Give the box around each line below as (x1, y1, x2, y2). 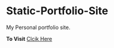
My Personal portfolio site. (6, 24, 71, 31)
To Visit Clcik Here (6, 35, 52, 42)
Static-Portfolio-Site (6, 4, 109, 18)
